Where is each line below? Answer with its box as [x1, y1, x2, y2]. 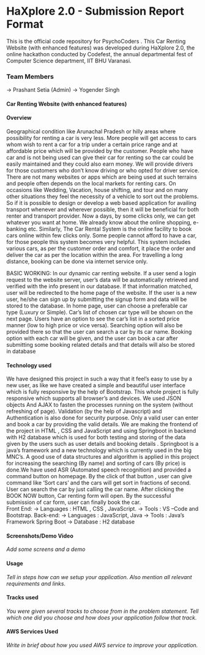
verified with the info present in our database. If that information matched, [6, 283, 193, 290]
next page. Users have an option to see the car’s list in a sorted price [6, 315, 180, 322]
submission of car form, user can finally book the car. [6, 498, 141, 506]
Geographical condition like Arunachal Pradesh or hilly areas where [6, 128, 176, 135]
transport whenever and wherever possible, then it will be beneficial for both [6, 206, 199, 213]
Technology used [6, 361, 52, 369]
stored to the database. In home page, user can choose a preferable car [6, 302, 188, 309]
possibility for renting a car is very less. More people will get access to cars [6, 135, 197, 142]
